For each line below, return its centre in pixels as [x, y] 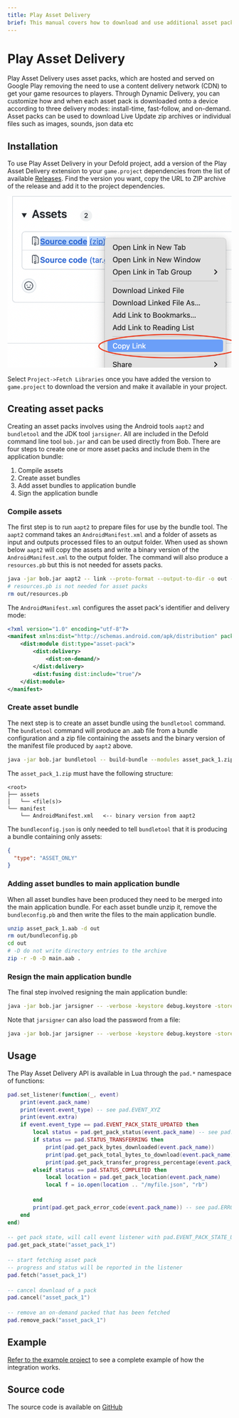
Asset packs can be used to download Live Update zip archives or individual [119, 116]
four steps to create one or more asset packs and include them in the [108, 448]
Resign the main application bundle [69, 977]
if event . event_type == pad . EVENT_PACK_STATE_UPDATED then [110, 1125]
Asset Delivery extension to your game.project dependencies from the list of [119, 171]
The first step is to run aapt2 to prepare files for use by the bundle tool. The [117, 527]
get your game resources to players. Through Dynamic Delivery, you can [114, 93]
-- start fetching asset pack [52, 1260]
